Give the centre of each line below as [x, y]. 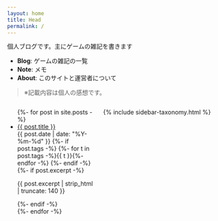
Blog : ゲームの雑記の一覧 [52, 61]
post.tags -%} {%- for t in [53, 148]
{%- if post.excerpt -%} [50, 170]
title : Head [24, 20]
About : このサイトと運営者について [67, 78]
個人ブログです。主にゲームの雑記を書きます [70, 47]
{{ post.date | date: [44, 134]
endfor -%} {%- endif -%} [54, 163]
